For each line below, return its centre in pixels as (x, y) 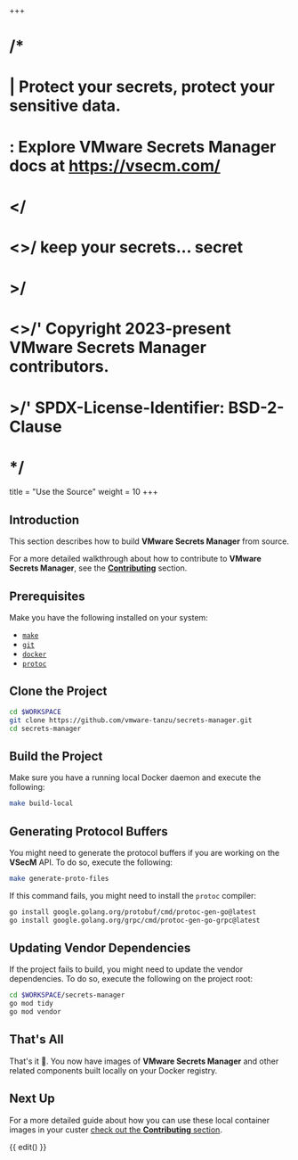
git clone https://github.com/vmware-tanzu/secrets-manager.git (131, 720)
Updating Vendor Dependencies (100, 948)
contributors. (59, 367)
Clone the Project (58, 691)
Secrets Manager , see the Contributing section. (98, 568)
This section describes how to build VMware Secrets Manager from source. (149, 541)
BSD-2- (256, 407)
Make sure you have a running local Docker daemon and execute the (135, 777)
